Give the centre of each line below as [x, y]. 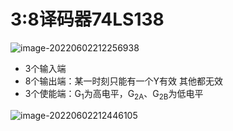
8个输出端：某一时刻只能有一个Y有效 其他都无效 [123, 81]
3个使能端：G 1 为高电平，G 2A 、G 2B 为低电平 [114, 94]
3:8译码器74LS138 [87, 19]
